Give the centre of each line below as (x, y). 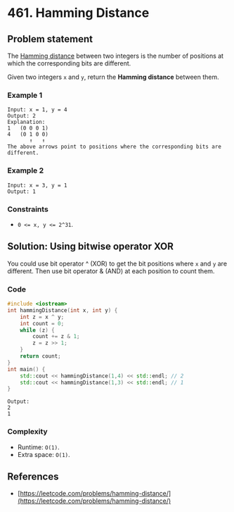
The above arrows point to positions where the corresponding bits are (114, 147)
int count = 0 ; (42, 323)
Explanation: (26, 122)
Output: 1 (22, 192)
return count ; (40, 356)
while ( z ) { (37, 330)
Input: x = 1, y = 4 (38, 110)
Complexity (27, 432)
